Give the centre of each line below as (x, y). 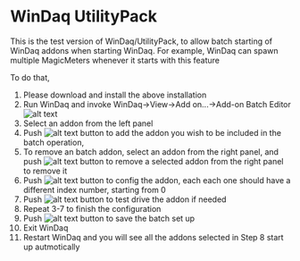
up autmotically (51, 247)
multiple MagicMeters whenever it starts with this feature (115, 60)
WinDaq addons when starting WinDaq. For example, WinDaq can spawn (145, 50)
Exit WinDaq (46, 227)
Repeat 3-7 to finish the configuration (92, 208)
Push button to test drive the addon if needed (125, 199)
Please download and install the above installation (115, 95)
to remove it (45, 171)
